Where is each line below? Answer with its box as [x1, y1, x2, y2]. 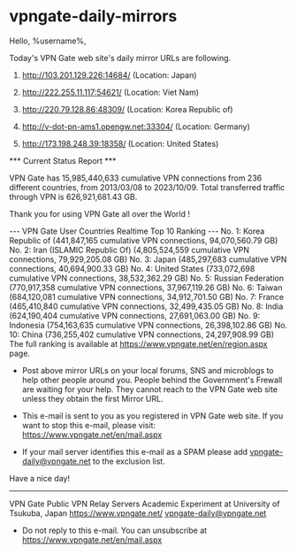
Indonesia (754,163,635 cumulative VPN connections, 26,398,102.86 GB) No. [9, 319, 288, 330]
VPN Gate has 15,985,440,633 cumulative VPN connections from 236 [9, 173, 263, 183]
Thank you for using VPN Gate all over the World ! [9, 208, 190, 219]
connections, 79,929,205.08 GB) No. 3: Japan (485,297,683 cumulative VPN [9, 254, 287, 265]
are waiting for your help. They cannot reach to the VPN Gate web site [21, 383, 278, 395]
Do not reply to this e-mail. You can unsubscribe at [21, 525, 208, 535]
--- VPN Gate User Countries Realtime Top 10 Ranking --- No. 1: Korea [9, 226, 265, 236]
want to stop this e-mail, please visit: [21, 419, 156, 430]
